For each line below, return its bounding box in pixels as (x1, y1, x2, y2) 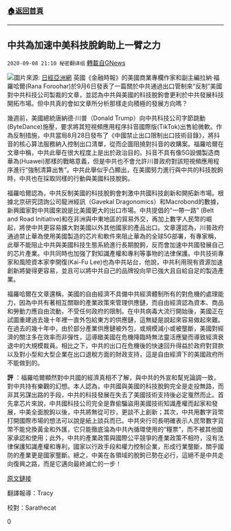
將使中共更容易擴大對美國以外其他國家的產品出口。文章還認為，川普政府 (19, 223, 224, 232)
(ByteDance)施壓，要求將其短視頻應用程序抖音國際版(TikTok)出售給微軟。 (7, 123, 217, 131)
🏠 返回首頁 (7, 6, 44, 15)
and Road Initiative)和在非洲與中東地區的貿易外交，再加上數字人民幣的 (7, 215, 206, 223)
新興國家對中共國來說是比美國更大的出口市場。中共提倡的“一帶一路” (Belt (7, 206, 214, 214)
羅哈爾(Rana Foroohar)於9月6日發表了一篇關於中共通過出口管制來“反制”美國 (7, 82, 223, 90)
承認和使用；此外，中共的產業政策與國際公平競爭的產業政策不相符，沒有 (12, 434, 218, 442)
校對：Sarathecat (7, 503, 56, 512)
